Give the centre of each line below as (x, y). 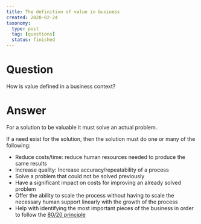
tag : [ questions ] (33, 34)
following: (18, 145)
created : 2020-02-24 (32, 17)
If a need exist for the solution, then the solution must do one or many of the (101, 138)
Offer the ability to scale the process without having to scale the (94, 195)
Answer (26, 110)
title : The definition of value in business (63, 12)
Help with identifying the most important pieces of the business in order (104, 208)
